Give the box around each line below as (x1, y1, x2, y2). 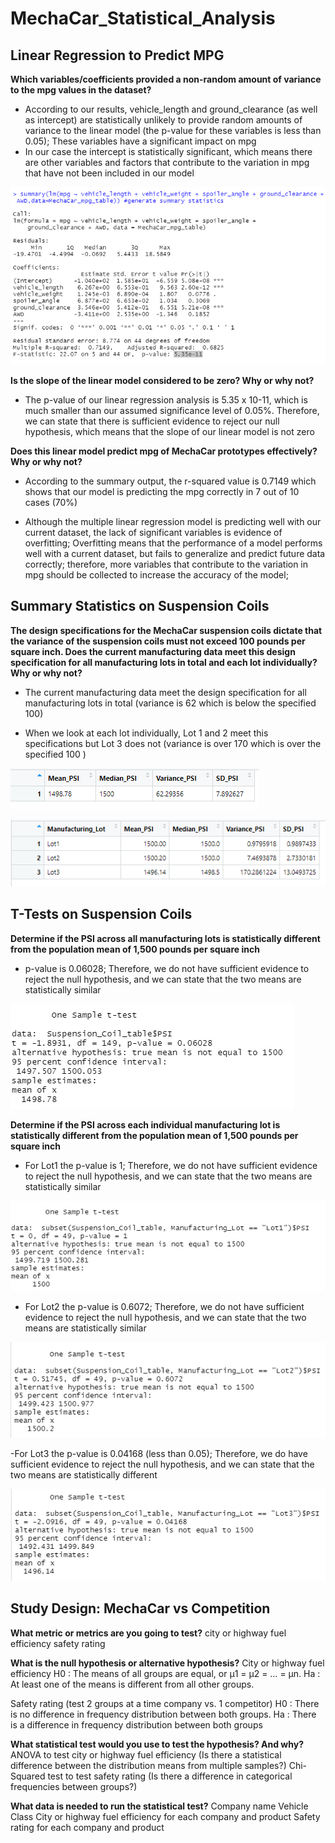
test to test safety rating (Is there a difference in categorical (47, 1770, 293, 1782)
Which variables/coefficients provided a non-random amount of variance (10, 73, 322, 85)
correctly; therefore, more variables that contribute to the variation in (24, 558, 309, 571)
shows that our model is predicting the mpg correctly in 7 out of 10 (24, 486, 300, 498)
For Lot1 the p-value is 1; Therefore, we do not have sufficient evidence (24, 1159, 318, 1171)
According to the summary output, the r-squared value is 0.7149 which (24, 475, 317, 487)
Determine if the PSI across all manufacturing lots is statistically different (10, 932, 321, 944)
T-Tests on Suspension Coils (10, 906, 193, 923)
